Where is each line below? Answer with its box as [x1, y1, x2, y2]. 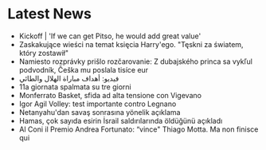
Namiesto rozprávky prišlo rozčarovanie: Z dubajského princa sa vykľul [18, 57, 252, 66]
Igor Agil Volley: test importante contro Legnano [18, 99, 177, 109]
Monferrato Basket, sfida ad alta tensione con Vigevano [18, 90, 202, 100]
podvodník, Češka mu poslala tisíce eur [18, 65, 149, 74]
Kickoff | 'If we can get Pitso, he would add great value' [18, 31, 201, 41]
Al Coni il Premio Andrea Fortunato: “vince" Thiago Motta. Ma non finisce [18, 124, 259, 134]
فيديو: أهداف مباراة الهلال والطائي [18, 73, 119, 83]
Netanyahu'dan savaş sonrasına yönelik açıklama [18, 107, 181, 116]
